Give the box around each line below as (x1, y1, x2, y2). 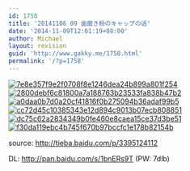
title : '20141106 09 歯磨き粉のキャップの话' (8, 19, 151, 28)
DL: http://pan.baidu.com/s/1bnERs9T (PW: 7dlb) (8, 153, 170, 163)
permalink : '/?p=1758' (8, 58, 85, 66)
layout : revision (8, 42, 67, 50)
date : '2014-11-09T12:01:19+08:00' (8, 27, 129, 35)
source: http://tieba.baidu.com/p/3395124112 (8, 138, 158, 147)
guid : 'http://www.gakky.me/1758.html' (8, 49, 143, 58)
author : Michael (8, 34, 63, 43)
